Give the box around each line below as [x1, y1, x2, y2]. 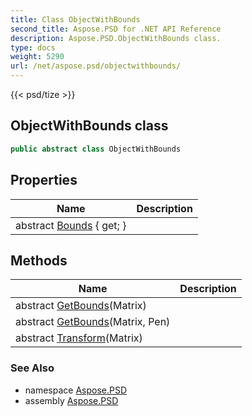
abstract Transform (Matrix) [15, 331, 143, 345]
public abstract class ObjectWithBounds [10, 144, 182, 154]
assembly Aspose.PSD [24, 394, 119, 406]
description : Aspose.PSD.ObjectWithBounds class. [10, 33, 222, 43]
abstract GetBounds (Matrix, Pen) [15, 315, 171, 329]
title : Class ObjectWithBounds [10, 14, 141, 25]
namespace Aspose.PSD [24, 384, 128, 396]
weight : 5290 [10, 52, 65, 62]
